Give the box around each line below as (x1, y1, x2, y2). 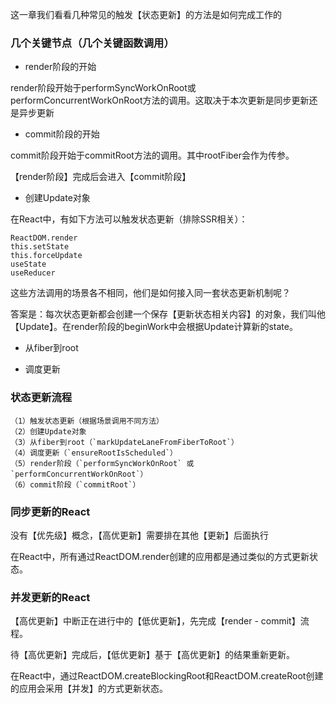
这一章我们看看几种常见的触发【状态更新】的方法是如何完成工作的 (10, 9, 282, 20)
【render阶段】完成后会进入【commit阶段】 (10, 171, 192, 183)
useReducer (10, 268, 56, 278)
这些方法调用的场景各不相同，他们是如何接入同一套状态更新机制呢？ (10, 287, 291, 299)
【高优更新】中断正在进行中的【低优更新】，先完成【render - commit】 (10, 615, 301, 627)
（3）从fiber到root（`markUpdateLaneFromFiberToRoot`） (10, 437, 239, 447)
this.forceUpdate (10, 251, 83, 261)
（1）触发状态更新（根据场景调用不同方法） (10, 416, 164, 426)
